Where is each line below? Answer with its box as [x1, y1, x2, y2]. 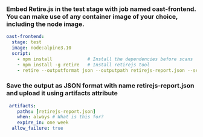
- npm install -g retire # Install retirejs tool [17, 62, 150, 68]
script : [11, 50, 31, 56]
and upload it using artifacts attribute [6, 89, 118, 98]
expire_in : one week [17, 119, 69, 126]
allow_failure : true [11, 126, 63, 132]
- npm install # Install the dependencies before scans [17, 56, 193, 62]
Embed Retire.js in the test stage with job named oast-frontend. [6, 5, 196, 13]
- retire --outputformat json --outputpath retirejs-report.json [17, 67, 185, 74]
